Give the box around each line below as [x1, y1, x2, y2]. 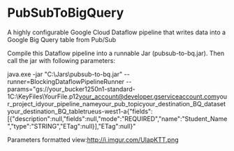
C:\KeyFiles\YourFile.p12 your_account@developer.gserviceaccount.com [9, 92, 217, 101]
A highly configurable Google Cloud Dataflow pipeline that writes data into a [7, 28, 226, 36]
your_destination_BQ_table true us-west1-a [7, 107, 127, 115]
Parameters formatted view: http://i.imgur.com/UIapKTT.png [7, 135, 179, 144]
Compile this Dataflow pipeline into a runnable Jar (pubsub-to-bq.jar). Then [7, 49, 225, 57]
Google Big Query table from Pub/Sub [7, 35, 117, 43]
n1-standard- [98, 85, 136, 93]
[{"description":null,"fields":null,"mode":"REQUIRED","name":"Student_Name [7, 114, 228, 123]
